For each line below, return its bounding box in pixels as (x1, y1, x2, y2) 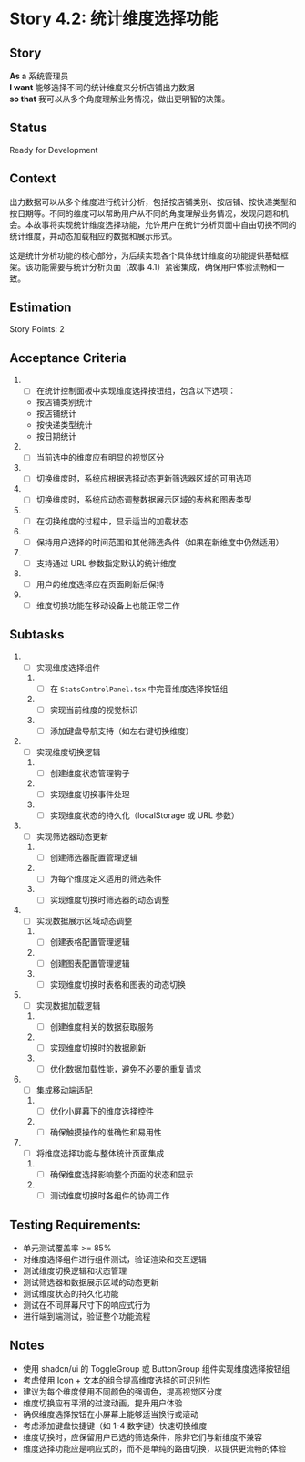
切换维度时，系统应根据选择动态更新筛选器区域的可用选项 (36, 473, 252, 484)
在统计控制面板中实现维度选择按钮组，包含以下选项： (36, 385, 237, 397)
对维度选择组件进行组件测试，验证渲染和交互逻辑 (22, 1254, 207, 1265)
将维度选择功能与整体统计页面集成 (36, 1148, 165, 1159)
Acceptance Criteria (9, 350, 127, 366)
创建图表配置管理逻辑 (49, 958, 130, 969)
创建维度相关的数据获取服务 (49, 1021, 155, 1032)
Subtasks (9, 627, 65, 643)
